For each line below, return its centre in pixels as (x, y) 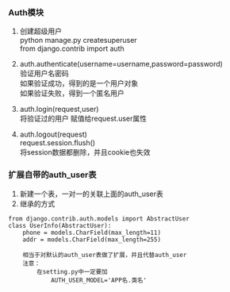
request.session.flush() (57, 143)
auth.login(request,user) (59, 109)
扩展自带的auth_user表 (52, 175)
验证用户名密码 (44, 74)
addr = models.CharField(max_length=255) (92, 240)
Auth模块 (26, 12)
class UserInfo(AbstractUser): (60, 225)
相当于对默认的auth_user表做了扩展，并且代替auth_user (105, 255)
